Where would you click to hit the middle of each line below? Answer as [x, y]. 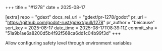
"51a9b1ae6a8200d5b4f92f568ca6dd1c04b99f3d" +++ [63, 33]
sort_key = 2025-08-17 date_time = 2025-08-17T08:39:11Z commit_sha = [81, 28]
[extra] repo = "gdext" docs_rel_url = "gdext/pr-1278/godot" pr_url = [76, 17]
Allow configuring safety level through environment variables [69, 43]
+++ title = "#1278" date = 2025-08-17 [45, 7]
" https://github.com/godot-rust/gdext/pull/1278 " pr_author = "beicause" [80, 22]
